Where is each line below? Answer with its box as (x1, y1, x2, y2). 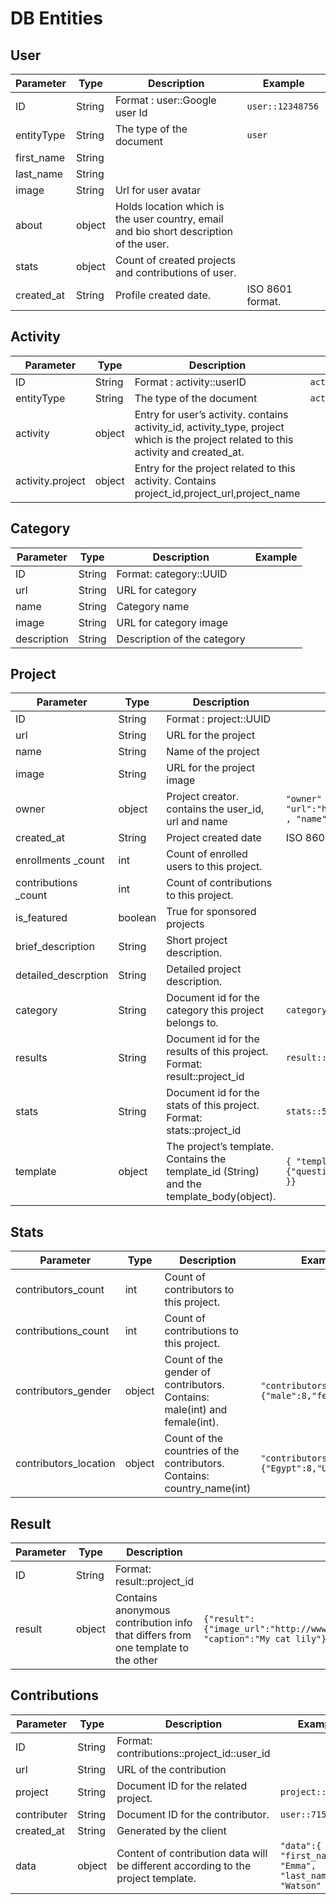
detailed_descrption (15, 968, 109, 982)
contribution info (114, 1616, 193, 1630)
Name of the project (166, 745, 260, 759)
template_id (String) (166, 1165, 260, 1179)
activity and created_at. (134, 445, 245, 459)
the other (114, 1653, 158, 1667)
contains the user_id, (166, 802, 265, 816)
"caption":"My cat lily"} (203, 1633, 327, 1645)
